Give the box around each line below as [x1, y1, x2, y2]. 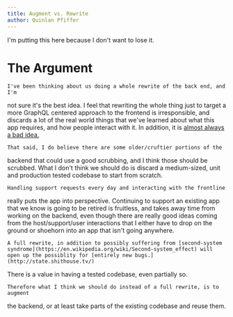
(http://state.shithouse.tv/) [7, 258, 95, 265]
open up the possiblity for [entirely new [7, 252, 132, 259]
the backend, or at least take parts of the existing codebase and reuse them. [7, 302, 226, 310]
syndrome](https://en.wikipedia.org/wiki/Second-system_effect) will [7, 246, 214, 253]
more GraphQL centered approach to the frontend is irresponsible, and [7, 108, 210, 117]
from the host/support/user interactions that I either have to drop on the [7, 219, 213, 227]
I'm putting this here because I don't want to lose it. [7, 35, 154, 44]
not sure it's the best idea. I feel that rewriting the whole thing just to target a [7, 101, 227, 110]
